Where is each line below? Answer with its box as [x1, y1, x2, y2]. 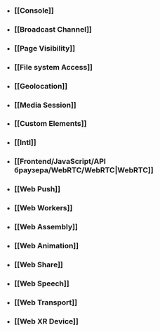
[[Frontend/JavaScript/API [13, 157, 107, 167]
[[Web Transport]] [13, 298, 78, 307]
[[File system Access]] [13, 62, 93, 72]
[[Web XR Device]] [13, 316, 79, 326]
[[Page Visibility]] [13, 43, 76, 53]
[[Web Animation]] [13, 241, 79, 250]
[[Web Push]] [13, 184, 61, 194]
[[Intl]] [13, 138, 36, 148]
